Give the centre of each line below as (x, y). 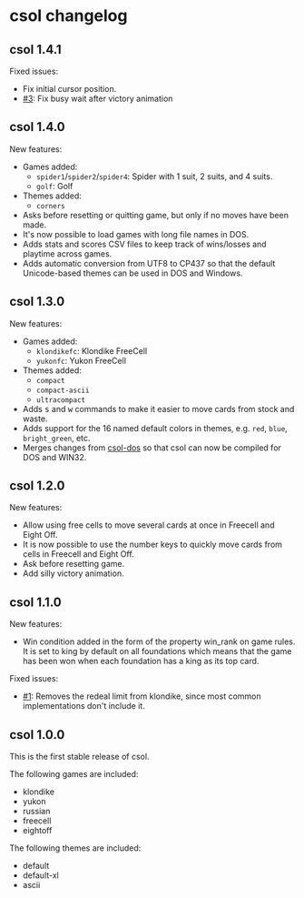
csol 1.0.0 (37, 735)
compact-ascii (63, 390)
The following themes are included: (75, 848)
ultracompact (61, 400)
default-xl (40, 875)
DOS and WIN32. (54, 457)
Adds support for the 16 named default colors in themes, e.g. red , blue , (155, 428)
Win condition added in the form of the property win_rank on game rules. (159, 641)
